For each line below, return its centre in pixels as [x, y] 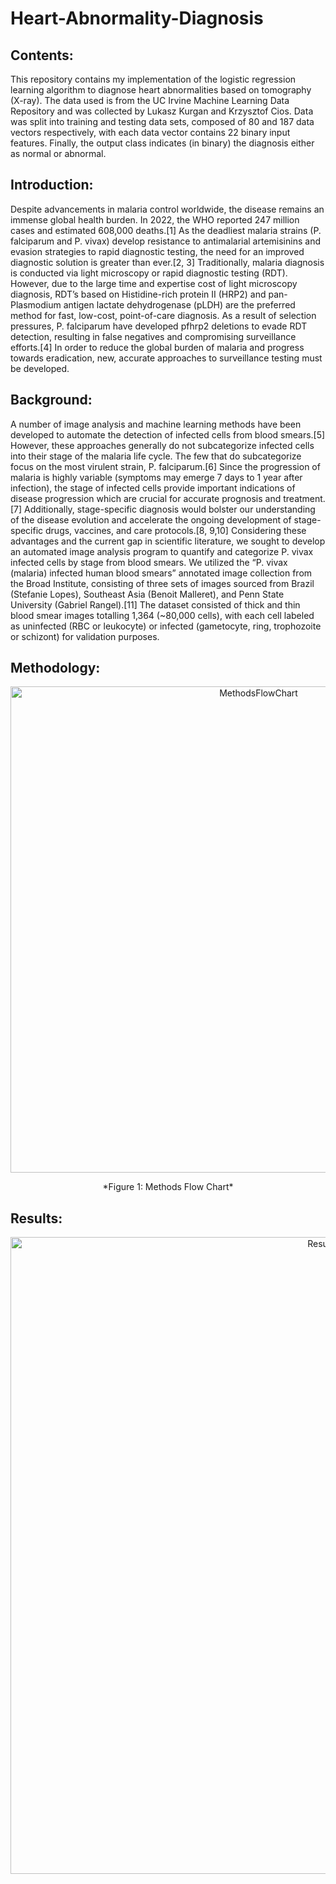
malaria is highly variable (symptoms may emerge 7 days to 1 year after [156, 477]
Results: [36, 1218]
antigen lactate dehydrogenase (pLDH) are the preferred [179, 304]
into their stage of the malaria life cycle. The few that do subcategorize [156, 456]
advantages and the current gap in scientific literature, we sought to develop [168, 541]
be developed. [40, 368]
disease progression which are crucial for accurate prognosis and [146, 498]
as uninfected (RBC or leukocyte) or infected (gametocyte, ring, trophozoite [166, 626]
